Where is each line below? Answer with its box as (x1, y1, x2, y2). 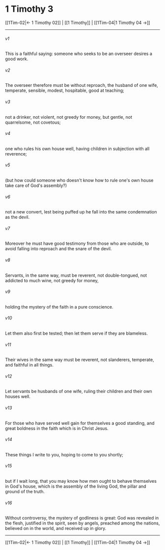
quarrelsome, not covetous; (5, 119, 61, 125)
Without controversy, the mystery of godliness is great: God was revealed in (5, 515, 159, 521)
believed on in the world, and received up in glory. (5, 525, 107, 531)
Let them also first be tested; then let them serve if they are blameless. (5, 330, 148, 336)
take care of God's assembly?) (5, 183, 67, 188)
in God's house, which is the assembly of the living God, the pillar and (5, 483, 146, 489)
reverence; (5, 151, 27, 157)
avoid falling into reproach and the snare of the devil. (5, 246, 112, 252)
